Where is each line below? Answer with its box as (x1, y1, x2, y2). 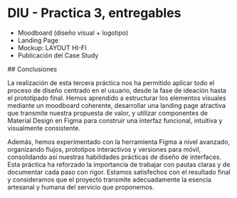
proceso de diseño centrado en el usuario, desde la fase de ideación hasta (7, 86, 226, 94)
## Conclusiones (7, 65, 58, 73)
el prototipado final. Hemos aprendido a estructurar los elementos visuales (7, 94, 226, 102)
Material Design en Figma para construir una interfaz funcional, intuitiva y (7, 116, 223, 125)
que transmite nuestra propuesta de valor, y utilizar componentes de (7, 109, 209, 117)
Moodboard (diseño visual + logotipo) (17, 28, 129, 37)
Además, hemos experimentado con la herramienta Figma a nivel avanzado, (7, 137, 230, 146)
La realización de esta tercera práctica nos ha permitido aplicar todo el (7, 78, 215, 87)
